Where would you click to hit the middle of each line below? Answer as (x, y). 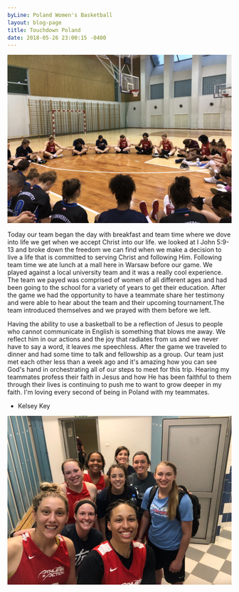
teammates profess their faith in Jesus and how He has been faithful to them (119, 377)
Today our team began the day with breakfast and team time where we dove (119, 234)
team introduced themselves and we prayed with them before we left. (109, 311)
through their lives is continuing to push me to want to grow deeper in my (115, 385)
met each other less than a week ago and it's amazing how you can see (112, 362)
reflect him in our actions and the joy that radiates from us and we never (113, 339)
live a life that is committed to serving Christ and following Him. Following (115, 257)
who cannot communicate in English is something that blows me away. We (117, 332)
